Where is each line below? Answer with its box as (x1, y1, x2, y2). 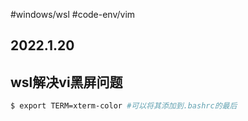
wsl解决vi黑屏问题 (10, 74, 123, 91)
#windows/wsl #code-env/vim (10, 9, 136, 20)
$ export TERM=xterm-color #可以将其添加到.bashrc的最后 (10, 101, 238, 111)
